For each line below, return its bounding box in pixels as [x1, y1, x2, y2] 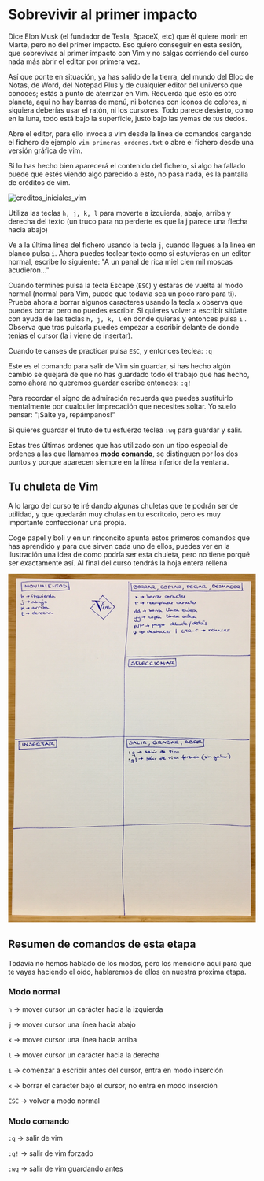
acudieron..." [8, 265, 49, 275]
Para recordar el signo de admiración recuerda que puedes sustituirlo [8, 393, 233, 402]
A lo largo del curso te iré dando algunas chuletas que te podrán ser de [8, 501, 238, 510]
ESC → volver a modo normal [8, 1096, 101, 1105]
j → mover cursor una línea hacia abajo [8, 1020, 136, 1029]
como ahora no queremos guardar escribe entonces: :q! [8, 378, 192, 387]
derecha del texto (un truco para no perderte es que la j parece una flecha [8, 217, 248, 226]
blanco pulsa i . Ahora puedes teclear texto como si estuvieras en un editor [8, 248, 251, 257]
